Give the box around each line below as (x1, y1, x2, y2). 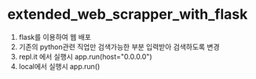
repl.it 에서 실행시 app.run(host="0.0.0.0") (18, 52, 152, 61)
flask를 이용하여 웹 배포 (18, 32, 92, 41)
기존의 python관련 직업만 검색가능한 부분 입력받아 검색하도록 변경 (18, 41, 221, 52)
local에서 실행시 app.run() (18, 61, 101, 71)
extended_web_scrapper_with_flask (7, 5, 248, 23)
